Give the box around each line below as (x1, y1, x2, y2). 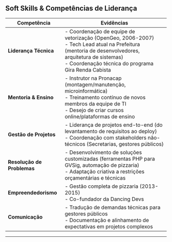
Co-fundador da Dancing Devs (69, 195, 144, 203)
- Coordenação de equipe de (64, 28, 136, 35)
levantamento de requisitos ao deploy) (64, 127, 157, 135)
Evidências (100, 19, 128, 26)
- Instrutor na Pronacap (64, 74, 122, 81)
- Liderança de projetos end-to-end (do (64, 121, 163, 128)
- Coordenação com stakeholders (64, 134, 147, 141)
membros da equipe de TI (64, 100, 126, 107)
